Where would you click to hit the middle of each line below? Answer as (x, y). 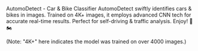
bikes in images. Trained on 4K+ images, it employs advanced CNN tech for (99, 15)
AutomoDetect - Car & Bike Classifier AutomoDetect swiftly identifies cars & (99, 9)
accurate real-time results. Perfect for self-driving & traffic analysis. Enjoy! (97, 21)
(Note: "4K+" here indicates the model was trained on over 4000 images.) (96, 42)
